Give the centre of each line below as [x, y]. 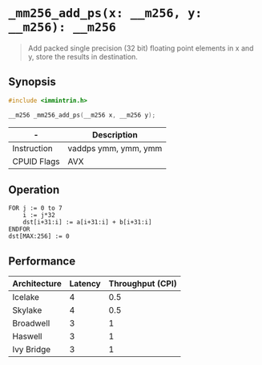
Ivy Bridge [32, 350]
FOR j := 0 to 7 [35, 208]
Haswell [27, 337]
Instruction [33, 148]
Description [115, 134]
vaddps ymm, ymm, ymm [115, 148]
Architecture [37, 284]
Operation [34, 189]
